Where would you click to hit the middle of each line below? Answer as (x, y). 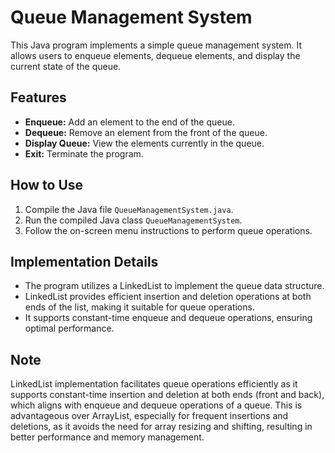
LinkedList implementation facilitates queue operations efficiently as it (154, 384)
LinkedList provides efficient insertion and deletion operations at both (168, 297)
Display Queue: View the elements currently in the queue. (144, 143)
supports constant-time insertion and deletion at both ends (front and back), (167, 395)
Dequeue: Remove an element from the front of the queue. (146, 132)
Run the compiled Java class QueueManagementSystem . (133, 220)
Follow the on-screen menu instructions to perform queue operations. (168, 230)
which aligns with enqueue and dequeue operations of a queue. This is (156, 405)
